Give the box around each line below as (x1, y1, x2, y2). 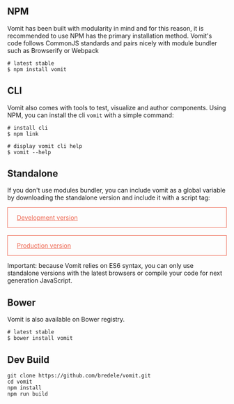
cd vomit (7, 378, 33, 386)
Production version (17, 241, 72, 250)
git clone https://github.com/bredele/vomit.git (7, 373, 151, 380)
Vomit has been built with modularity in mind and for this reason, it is (7, 24, 204, 32)
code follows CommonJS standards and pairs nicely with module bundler (7, 38, 217, 47)
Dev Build (7, 354, 50, 366)
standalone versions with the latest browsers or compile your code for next (7, 269, 223, 278)
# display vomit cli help (7, 142, 82, 149)
